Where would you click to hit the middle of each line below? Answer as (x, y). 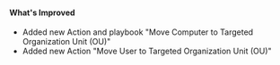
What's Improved (42, 12)
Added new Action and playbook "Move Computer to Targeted (138, 32)
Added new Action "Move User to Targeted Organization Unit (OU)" (147, 51)
